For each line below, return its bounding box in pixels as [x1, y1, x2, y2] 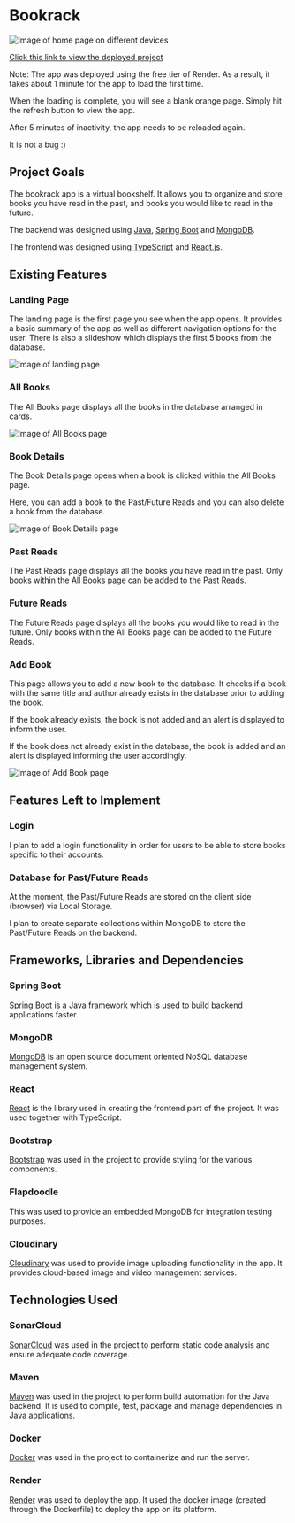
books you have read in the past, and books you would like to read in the [9, 197, 274, 208]
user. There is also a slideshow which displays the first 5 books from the [9, 333, 272, 344]
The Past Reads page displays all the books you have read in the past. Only [9, 566, 284, 576]
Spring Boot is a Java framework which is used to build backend [9, 1000, 243, 1010]
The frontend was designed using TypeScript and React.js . [9, 241, 223, 252]
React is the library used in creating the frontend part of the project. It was [9, 1103, 280, 1114]
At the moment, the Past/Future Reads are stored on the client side [9, 891, 252, 901]
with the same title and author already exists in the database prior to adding [9, 687, 284, 698]
